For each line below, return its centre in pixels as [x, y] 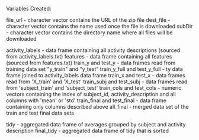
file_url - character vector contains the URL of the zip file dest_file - [88, 20]
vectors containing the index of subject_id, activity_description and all [91, 94]
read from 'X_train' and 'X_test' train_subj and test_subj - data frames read [97, 82]
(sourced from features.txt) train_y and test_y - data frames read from [91, 63]
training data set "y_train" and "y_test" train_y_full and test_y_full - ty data [95, 69]
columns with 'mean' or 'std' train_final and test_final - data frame [86, 100]
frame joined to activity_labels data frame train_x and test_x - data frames [96, 75]
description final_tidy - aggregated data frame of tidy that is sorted [88, 131]
